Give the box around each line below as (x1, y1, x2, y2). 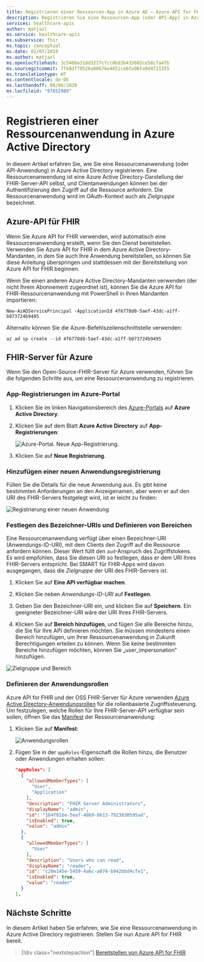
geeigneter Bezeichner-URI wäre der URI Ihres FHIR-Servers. (15, 609, 168, 616)
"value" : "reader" (26, 880, 73, 886)
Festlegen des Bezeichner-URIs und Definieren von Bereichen (6, 521, 192, 529)
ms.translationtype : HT (6, 71, 67, 77)
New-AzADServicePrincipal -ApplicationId (6, 308, 113, 314)
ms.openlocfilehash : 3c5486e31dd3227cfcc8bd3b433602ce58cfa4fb (6, 60, 170, 66)
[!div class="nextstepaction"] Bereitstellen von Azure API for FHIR (21, 949, 186, 956)
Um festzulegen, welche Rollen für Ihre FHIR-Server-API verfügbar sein (6, 707, 185, 714)
